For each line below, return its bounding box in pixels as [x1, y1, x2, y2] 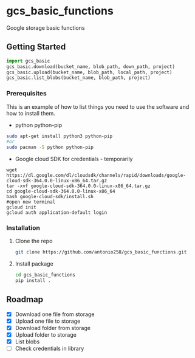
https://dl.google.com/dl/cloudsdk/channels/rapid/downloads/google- [6, 173, 186, 179]
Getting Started [6, 42, 66, 52]
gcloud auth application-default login [6, 210, 108, 216]
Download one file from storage [15, 311, 95, 318]
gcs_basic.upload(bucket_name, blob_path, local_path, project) [6, 69, 173, 75]
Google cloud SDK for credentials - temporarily [15, 156, 133, 163]
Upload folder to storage [15, 331, 77, 339]
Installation [6, 224, 41, 232]
